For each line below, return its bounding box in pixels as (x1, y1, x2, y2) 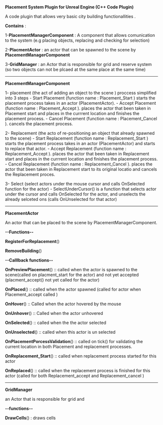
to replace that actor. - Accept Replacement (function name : (5, 146, 127, 151)
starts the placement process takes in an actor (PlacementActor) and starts (5, 141, 155, 146)
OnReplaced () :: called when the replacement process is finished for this (5, 368, 150, 373)
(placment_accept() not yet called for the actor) (5, 277, 100, 283)
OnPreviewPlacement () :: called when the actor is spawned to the (5, 267, 138, 272)
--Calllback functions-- (5, 257, 53, 263)
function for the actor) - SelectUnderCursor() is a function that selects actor (5, 186, 157, 192)
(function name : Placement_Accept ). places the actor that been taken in (5, 105, 151, 111)
